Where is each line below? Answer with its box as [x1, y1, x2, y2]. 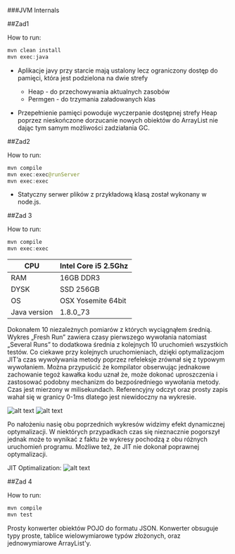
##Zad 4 [7, 477, 32, 486]
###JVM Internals [7, 6, 60, 14]
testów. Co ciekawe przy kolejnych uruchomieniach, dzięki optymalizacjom [7, 348, 225, 357]
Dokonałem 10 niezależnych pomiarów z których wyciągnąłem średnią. [7, 326, 212, 334]
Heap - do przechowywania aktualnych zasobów [27, 87, 170, 96]
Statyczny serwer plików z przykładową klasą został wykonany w [17, 190, 207, 199]
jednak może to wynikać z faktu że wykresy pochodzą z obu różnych [7, 435, 208, 443]
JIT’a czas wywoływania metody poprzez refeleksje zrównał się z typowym [7, 355, 225, 364]
